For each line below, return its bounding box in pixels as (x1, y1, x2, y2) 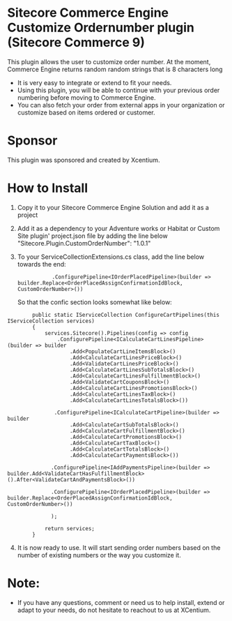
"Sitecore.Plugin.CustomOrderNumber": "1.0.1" (17, 239, 151, 247)
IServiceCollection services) (7, 317, 95, 324)
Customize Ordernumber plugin (7, 20, 195, 36)
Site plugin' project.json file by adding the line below (17, 232, 169, 240)
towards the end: (17, 260, 66, 268)
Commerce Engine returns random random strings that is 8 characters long (7, 65, 223, 73)
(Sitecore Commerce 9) (7, 35, 145, 50)
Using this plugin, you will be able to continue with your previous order (17, 86, 220, 94)
